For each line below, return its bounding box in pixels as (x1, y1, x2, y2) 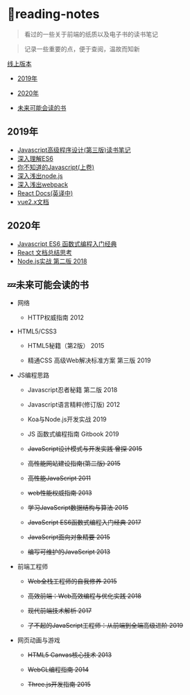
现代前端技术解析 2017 (27, 606, 92, 615)
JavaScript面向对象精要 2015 (27, 533, 111, 541)
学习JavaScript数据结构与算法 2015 (27, 504, 129, 512)
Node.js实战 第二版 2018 (17, 256, 87, 265)
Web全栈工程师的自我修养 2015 (27, 577, 117, 586)
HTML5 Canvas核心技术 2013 (27, 651, 112, 659)
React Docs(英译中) (17, 188, 74, 197)
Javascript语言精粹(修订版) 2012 (27, 401, 120, 409)
